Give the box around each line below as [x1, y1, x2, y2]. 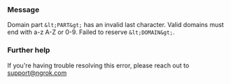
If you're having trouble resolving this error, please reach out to [7, 61, 190, 69]
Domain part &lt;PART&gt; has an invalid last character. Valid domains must [7, 21, 224, 29]
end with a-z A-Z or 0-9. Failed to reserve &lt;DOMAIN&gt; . [7, 28, 175, 36]
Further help [7, 45, 50, 55]
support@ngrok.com [7, 68, 67, 77]
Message [7, 5, 40, 15]
